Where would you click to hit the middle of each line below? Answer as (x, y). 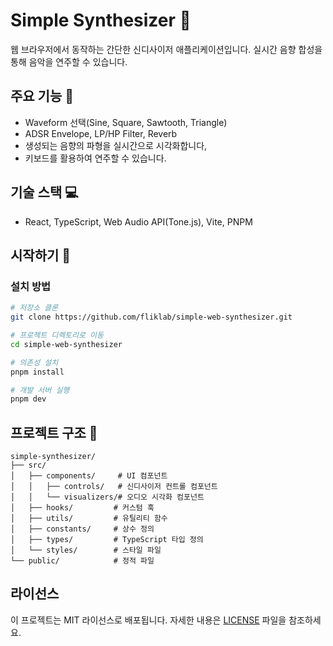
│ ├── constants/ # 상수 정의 (82, 529)
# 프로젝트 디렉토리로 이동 (57, 335)
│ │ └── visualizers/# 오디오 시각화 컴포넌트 (107, 497)
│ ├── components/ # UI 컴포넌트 (89, 476)
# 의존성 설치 (34, 362)
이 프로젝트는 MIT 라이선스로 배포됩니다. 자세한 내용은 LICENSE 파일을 (148, 620)
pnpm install (37, 372)
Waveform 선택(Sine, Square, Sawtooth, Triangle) (126, 122)
